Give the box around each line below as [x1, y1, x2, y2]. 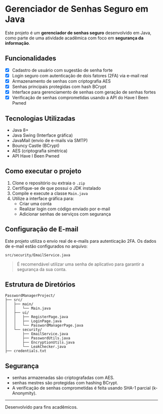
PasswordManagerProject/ [5, 293, 55, 298]
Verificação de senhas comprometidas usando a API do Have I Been [12, 95, 149, 101]
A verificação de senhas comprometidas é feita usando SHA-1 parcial [12, 385, 151, 391]
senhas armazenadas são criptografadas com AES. [12, 375, 114, 380]
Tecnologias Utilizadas [5, 114, 76, 123]
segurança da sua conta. [16, 266, 67, 272]
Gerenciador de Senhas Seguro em [5, 3, 148, 15]
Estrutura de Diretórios [5, 280, 76, 288]
